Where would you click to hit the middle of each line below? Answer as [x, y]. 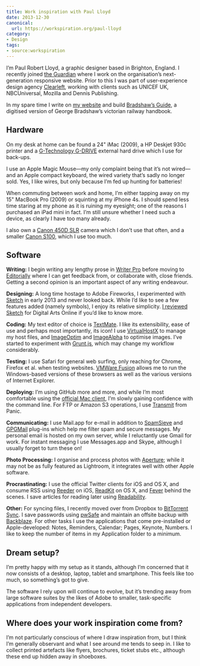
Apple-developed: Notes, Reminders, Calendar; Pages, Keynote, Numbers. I [99, 528]
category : [19, 34]
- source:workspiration [36, 51]
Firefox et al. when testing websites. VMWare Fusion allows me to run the [96, 368]
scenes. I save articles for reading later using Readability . [76, 497]
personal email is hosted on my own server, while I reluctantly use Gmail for [99, 436]
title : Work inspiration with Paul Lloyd [59, 12]
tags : [13, 45]
